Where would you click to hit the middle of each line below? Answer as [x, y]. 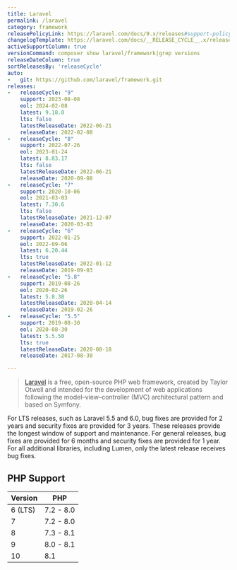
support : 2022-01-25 [50, 238]
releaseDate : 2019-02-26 [56, 310]
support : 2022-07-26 [50, 146]
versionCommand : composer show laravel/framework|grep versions [104, 54]
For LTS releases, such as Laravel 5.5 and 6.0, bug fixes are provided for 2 [115, 419]
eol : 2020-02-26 [44, 290]
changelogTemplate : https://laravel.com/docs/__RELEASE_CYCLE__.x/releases [121, 40]
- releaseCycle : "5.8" [44, 277]
